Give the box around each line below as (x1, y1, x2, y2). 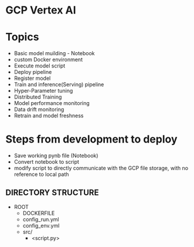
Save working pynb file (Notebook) (13, 152, 98, 159)
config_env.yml (22, 222, 60, 229)
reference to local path (13, 171, 69, 178)
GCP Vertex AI (5, 4, 77, 17)
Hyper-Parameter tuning (13, 87, 73, 94)
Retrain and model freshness (13, 112, 84, 119)
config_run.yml (22, 215, 59, 223)
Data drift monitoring (13, 106, 64, 113)
